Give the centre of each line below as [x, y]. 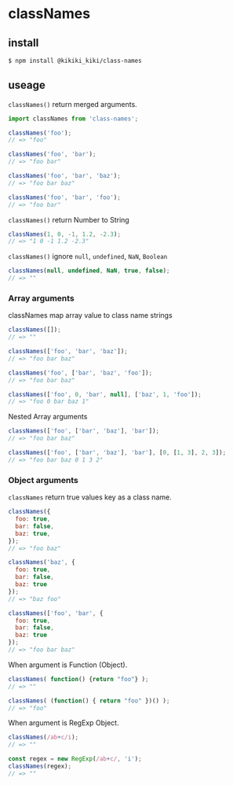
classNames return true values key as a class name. [90, 497]
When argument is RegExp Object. [64, 723]
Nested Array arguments [48, 417]
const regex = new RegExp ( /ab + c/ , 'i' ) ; [75, 759]
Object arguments [43, 480]
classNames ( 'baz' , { [42, 562]
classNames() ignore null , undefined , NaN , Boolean [88, 256]
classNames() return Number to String [69, 219]
